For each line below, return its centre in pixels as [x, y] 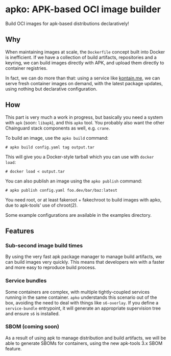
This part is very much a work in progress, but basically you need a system [84, 117]
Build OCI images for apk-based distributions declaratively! [67, 23]
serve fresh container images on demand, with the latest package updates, [84, 83]
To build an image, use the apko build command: [57, 138]
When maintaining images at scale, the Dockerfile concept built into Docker [85, 52]
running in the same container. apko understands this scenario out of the [81, 297]
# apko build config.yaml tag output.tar [50, 147]
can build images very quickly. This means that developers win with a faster [85, 262]
